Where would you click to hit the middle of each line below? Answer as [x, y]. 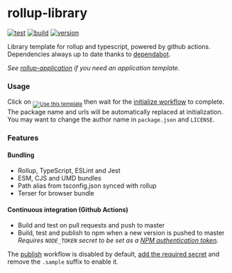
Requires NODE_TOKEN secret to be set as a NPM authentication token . [118, 240]
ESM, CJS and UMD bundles [59, 178]
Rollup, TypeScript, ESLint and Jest [69, 171]
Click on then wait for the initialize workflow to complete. [116, 102]
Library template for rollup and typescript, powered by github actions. [109, 46]
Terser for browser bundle [56, 193]
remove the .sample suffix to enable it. [63, 262]
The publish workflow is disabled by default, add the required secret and [114, 255]
